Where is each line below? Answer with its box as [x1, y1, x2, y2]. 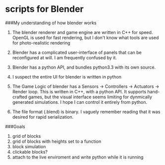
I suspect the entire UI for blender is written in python [12, 74, 121, 80]
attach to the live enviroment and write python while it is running [12, 154, 144, 160]
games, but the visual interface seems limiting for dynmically [28, 94, 153, 100]
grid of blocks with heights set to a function [12, 138, 102, 144]
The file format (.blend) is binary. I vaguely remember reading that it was [12, 109, 161, 115]
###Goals [5, 124, 26, 129]
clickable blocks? [12, 149, 48, 155]
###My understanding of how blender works [5, 20, 97, 26]
